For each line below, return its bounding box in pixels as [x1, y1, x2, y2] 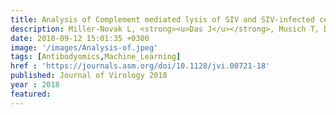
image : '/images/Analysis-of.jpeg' [10, 42, 159, 53]
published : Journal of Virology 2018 [10, 71, 168, 81]
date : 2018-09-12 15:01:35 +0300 [10, 33, 150, 43]
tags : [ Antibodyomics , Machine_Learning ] [10, 52, 182, 62]
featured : [10, 89, 52, 99]
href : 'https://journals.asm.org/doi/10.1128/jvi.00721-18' [10, 61, 271, 71]
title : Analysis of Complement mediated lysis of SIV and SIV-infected [10, 14, 315, 25]
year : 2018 [10, 80, 60, 90]
